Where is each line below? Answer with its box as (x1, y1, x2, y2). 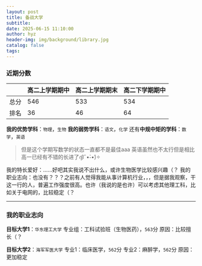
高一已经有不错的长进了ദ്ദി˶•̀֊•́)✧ (20, 153, 101, 161)
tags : (6, 48, 20, 54)
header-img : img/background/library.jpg (6, 37, 109, 43)
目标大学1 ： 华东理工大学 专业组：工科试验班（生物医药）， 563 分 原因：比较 (6, 226, 186, 233)
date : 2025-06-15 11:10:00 (6, 25, 74, 32)
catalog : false (6, 43, 44, 49)
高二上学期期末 (75, 86, 118, 94)
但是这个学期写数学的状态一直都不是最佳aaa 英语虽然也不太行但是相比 (20, 146, 195, 153)
